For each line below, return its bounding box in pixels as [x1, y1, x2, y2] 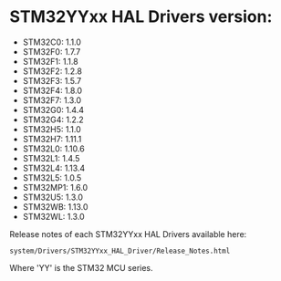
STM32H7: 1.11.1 [22, 133, 82, 144]
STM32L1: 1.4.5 [22, 152, 80, 163]
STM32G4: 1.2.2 [22, 114, 84, 125]
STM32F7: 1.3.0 [22, 94, 82, 106]
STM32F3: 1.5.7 [22, 75, 82, 86]
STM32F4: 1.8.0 [22, 85, 83, 96]
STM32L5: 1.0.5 [22, 172, 82, 183]
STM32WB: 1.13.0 [22, 201, 88, 212]
